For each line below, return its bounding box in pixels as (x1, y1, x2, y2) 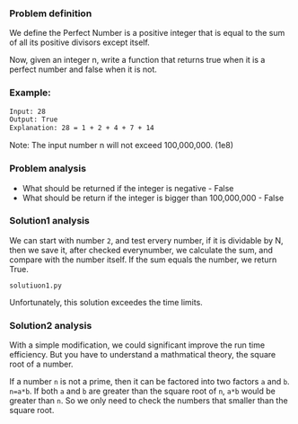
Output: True (9, 115, 58, 124)
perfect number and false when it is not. (9, 64, 157, 75)
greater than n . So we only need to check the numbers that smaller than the (9, 395, 289, 406)
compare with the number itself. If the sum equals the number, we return (9, 254, 277, 265)
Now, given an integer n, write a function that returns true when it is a (9, 55, 266, 66)
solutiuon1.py (9, 281, 63, 290)
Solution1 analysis (9, 215, 90, 227)
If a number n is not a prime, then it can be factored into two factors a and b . (9, 376, 290, 387)
